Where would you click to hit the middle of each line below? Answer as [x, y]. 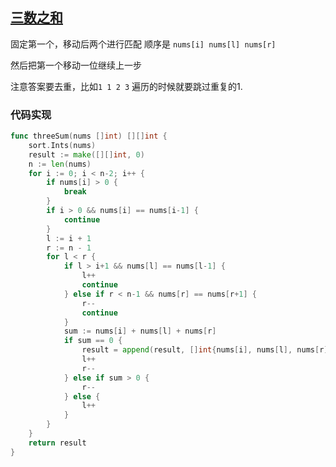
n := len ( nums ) [60, 164]
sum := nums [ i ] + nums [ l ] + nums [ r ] [140, 331]
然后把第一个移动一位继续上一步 [76, 65]
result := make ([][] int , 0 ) [86, 154]
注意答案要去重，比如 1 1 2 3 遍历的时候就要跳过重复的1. [126, 86]
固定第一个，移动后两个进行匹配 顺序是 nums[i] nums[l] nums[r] [143, 44]
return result [57, 443]
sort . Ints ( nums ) [62, 145]
